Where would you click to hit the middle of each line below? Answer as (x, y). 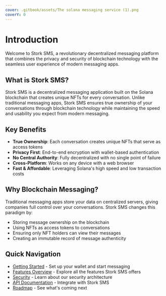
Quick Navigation (33, 254)
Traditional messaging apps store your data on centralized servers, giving (82, 202)
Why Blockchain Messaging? (52, 190)
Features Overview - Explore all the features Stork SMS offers (77, 272)
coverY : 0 (16, 15)
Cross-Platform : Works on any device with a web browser (73, 163)
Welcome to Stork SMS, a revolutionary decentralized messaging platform (82, 53)
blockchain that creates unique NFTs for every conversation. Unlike (75, 98)
